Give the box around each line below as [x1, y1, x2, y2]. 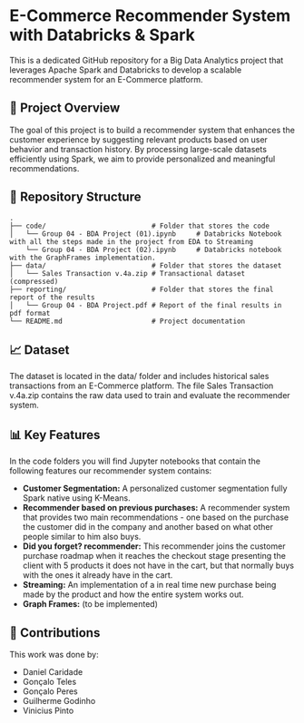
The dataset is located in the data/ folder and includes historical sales [9, 371, 270, 382]
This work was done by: [9, 650, 99, 659]
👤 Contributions [9, 625, 101, 640]
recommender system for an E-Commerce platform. [9, 73, 203, 84]
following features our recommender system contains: [9, 465, 212, 476]
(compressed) [9, 277, 59, 286]
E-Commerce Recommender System [9, 5, 291, 26]
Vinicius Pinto [22, 705, 74, 716]
